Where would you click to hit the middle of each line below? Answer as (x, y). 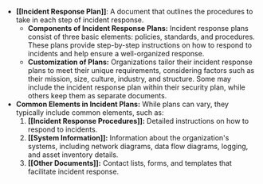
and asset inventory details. (73, 155)
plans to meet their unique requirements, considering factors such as (141, 70)
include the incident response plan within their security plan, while (136, 87)
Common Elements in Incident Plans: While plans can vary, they (122, 104)
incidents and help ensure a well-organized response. (116, 54)
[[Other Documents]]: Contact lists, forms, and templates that (130, 163)
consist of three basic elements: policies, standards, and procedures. (141, 36)
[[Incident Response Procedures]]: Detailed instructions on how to (138, 121)
